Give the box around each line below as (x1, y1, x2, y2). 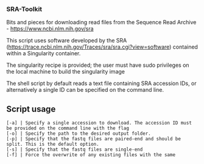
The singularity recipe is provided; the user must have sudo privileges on (6, 61, 190, 69)
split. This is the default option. (6, 142, 99, 148)
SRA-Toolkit (6, 5, 43, 13)
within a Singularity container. (6, 50, 81, 57)
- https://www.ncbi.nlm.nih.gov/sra (6, 25, 94, 32)
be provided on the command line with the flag (6, 125, 130, 132)
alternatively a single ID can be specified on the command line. (6, 86, 164, 94)
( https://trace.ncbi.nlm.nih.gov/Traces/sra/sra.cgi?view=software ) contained (6, 43, 198, 50)
